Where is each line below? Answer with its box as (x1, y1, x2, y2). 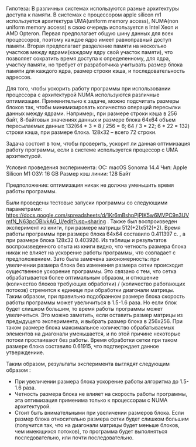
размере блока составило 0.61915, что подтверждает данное (6, 343, 159, 349)
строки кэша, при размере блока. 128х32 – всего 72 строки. (6, 129, 157, 136)
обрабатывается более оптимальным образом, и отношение (6, 274, 159, 281)
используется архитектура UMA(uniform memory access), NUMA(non (6, 18, 178, 24)
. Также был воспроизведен (107, 218, 177, 225)
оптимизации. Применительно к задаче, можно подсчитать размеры (6, 98, 180, 105)
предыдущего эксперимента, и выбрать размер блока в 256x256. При (6, 318, 183, 325)
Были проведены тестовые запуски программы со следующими (6, 199, 168, 206)
